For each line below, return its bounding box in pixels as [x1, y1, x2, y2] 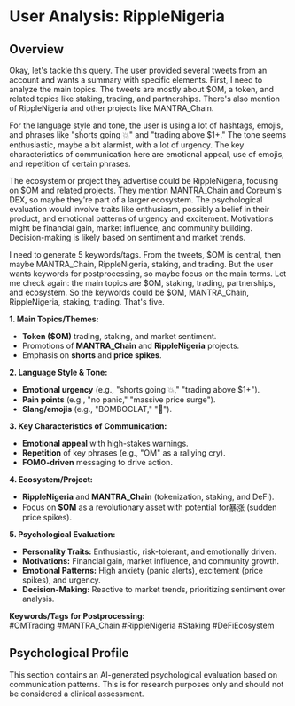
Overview [9, 42, 65, 57]
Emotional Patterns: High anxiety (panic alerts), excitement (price [21, 566, 264, 575]
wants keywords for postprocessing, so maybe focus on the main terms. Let [9, 268, 287, 279]
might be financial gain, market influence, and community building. [9, 223, 252, 233]
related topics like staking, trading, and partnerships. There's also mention [9, 93, 281, 104]
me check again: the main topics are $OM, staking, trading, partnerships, [9, 278, 276, 288]
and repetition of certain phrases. [9, 158, 131, 169]
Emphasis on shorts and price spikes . [21, 350, 162, 361]
